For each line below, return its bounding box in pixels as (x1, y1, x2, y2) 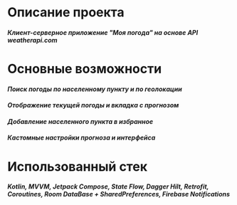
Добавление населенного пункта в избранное (7, 117, 154, 125)
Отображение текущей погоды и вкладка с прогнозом (7, 101, 179, 110)
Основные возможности (7, 61, 162, 77)
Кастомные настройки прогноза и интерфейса (7, 133, 156, 142)
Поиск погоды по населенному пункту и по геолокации (7, 85, 183, 93)
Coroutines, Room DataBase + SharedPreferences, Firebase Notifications (7, 190, 230, 199)
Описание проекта (7, 4, 125, 21)
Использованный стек (7, 158, 148, 174)
